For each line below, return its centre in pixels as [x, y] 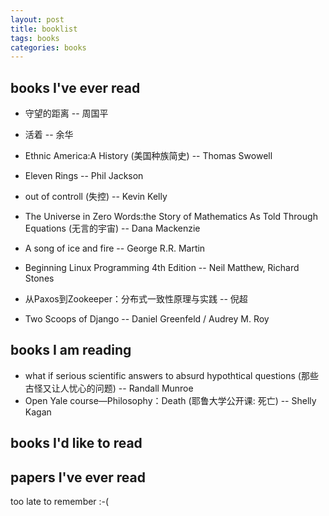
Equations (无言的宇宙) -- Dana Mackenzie [112, 228]
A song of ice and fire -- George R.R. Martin [115, 248]
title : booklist [44, 29]
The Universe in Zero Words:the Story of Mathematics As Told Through [171, 217]
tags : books [35, 38]
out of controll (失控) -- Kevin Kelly [96, 197]
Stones [39, 278]
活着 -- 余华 [49, 135]
